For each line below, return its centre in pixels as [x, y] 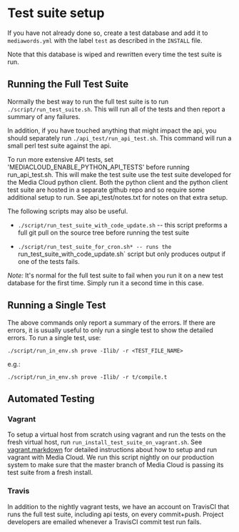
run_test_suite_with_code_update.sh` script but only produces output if [122, 254]
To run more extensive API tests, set [61, 159]
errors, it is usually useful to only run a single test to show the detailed [111, 330]
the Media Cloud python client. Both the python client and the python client [118, 182]
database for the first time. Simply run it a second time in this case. [106, 282]
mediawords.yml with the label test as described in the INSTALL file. [105, 40]
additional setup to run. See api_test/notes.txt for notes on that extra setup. [118, 197]
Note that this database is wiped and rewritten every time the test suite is [115, 54]
